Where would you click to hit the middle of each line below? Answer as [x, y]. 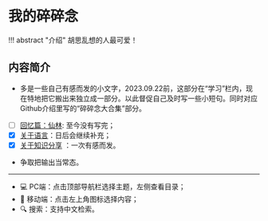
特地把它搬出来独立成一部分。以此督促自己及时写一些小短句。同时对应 [142, 98]
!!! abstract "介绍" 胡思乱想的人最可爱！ [73, 40]
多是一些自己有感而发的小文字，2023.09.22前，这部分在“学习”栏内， [133, 88]
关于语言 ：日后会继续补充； [65, 135]
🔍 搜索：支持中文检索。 [59, 209]
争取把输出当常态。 [51, 162]
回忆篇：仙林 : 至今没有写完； [67, 125]
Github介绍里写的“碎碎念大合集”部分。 [83, 108]
